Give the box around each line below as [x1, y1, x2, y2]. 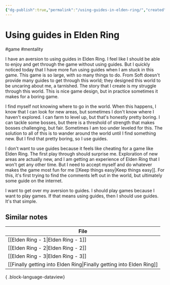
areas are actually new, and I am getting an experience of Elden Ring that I [5, 156, 160, 162]
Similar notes [5, 213, 48, 221]
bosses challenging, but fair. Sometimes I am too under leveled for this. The [5, 125, 163, 131]
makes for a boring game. [5, 93, 59, 99]
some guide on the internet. [5, 178, 63, 184]
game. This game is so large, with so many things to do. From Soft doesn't [5, 72, 160, 78]
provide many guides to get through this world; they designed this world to [5, 77, 161, 84]
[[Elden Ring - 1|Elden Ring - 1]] [8, 236, 87, 243]
